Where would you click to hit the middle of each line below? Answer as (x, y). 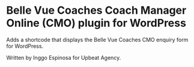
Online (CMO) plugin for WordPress (96, 23)
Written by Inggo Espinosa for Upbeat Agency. (64, 57)
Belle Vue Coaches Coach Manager (96, 10)
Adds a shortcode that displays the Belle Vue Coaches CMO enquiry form (97, 39)
